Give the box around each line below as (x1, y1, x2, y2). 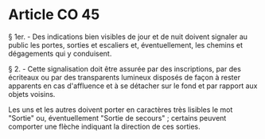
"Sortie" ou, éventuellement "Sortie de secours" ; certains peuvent (8, 113, 227, 122)
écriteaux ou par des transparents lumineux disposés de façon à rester (8, 72, 241, 82)
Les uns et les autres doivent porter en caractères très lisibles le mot (8, 105, 233, 114)
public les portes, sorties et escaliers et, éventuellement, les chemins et (8, 40, 244, 49)
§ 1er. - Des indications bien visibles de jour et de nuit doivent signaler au (8, 32, 248, 41)
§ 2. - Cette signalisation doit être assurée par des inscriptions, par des (8, 64, 241, 73)
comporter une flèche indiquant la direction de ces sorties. (8, 122, 201, 131)
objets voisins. (8, 89, 56, 98)
